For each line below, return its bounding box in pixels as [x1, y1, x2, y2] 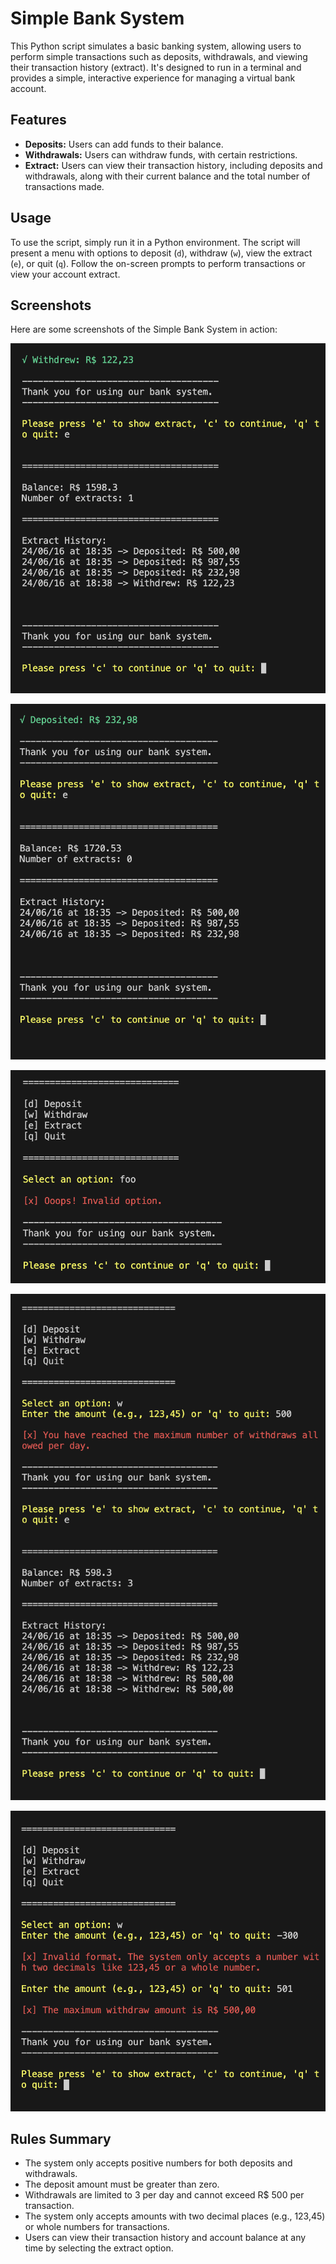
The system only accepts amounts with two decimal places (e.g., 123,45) [24, 2210, 326, 2222]
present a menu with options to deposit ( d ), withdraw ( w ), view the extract [10, 247, 313, 259]
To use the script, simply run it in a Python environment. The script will [10, 236, 301, 248]
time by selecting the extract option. [24, 2242, 174, 2254]
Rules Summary [10, 2131, 112, 2147]
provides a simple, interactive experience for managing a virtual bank [10, 72, 296, 84]
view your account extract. [10, 268, 121, 280]
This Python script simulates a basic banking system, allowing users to [10, 40, 302, 52]
